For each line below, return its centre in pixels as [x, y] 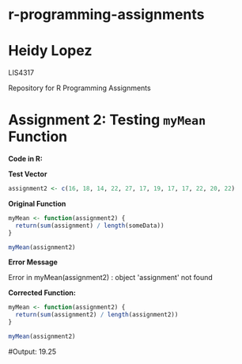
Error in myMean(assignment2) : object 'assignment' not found [111, 278]
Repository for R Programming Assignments [80, 88]
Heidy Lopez [50, 51]
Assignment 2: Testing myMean [107, 120]
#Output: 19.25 [32, 351]
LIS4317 [21, 73]
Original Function [37, 203]
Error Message [33, 262]
